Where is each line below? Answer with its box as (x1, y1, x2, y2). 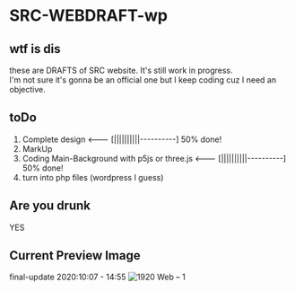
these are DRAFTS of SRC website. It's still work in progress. (9, 65, 233, 75)
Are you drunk (9, 198, 91, 214)
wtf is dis (9, 41, 61, 57)
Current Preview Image (9, 248, 141, 263)
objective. (9, 84, 47, 94)
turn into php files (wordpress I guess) (22, 172, 164, 182)
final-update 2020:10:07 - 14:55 (9, 271, 126, 283)
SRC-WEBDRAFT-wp (9, 5, 169, 26)
